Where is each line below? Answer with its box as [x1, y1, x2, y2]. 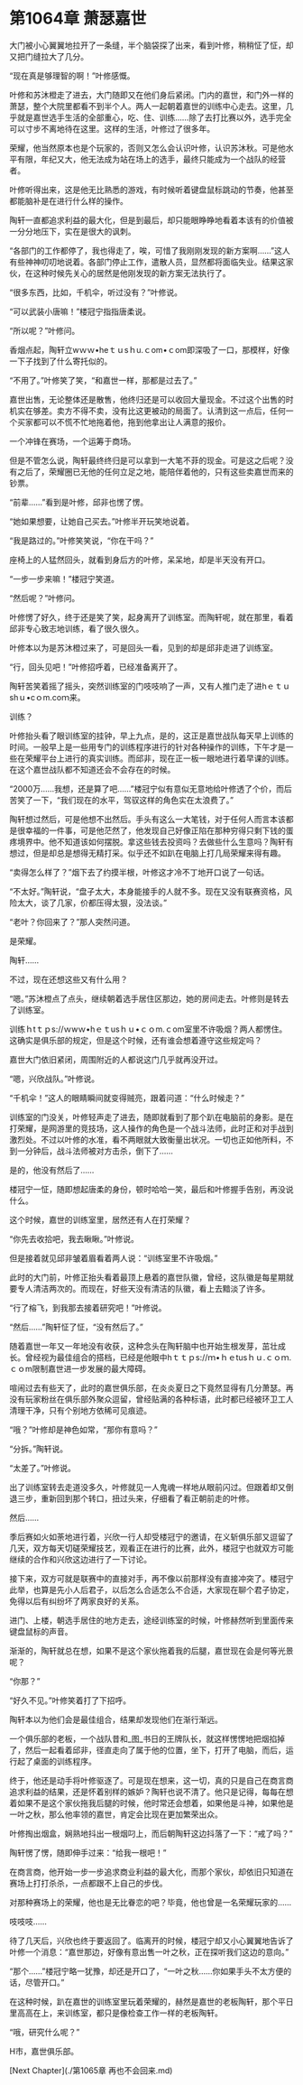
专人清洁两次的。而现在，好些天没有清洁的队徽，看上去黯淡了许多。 [16, 1283, 271, 1293]
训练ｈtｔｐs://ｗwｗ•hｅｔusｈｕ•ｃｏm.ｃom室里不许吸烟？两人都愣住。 [9, 1024, 288, 1034]
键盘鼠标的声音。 [9, 1626, 73, 1636]
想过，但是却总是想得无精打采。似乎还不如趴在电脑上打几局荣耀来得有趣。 [9, 848, 286, 858]
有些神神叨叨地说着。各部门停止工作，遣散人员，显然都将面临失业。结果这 [9, 256, 286, 267]
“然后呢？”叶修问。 [9, 592, 80, 603]
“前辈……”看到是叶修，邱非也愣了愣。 [9, 496, 149, 507]
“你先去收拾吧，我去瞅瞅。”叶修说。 [9, 1233, 140, 1244]
